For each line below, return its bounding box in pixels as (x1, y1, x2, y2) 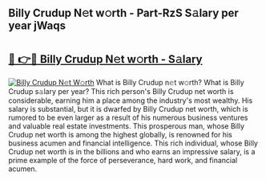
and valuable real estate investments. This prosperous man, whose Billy (8, 121, 245, 131)
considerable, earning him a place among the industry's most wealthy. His (8, 96, 253, 105)
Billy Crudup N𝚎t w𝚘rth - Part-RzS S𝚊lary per (8, 6, 239, 20)
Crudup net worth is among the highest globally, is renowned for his (8, 130, 232, 139)
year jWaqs (8, 19, 66, 33)
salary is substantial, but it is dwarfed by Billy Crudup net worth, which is (8, 104, 248, 113)
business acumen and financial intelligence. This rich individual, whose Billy (8, 138, 259, 148)
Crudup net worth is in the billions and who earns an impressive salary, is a (8, 147, 256, 156)
